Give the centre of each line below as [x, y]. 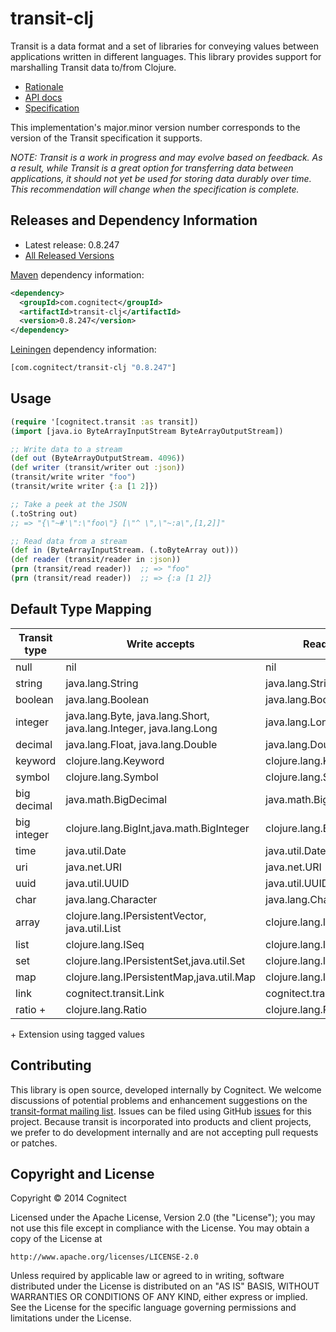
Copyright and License [82, 1173]
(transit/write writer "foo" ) [73, 477]
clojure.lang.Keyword [115, 760]
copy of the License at [56, 1239]
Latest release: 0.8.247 [72, 244]
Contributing [51, 1065]
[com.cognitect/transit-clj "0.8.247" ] [93, 368]
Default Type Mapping [81, 609]
